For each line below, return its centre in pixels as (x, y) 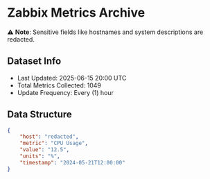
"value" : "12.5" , (45, 150)
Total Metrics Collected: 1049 (59, 85)
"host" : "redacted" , (49, 137)
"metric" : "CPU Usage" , (54, 144)
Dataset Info (34, 61)
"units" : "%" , (40, 156)
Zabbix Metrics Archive (76, 13)
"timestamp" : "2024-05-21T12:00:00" (73, 162)
